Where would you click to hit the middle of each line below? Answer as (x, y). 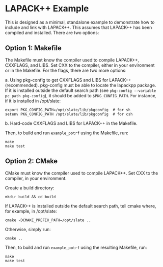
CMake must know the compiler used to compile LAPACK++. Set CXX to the (81, 173)
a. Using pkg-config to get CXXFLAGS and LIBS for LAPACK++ (68, 80)
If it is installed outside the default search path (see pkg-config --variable (81, 90)
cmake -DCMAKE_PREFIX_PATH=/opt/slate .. (48, 220)
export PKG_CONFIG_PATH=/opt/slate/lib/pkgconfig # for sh (68, 110)
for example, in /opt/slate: (31, 211)
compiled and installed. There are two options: (52, 32)
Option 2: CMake (31, 161)
